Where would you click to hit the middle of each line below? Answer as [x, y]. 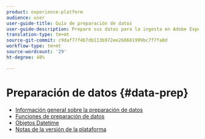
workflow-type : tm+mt [34, 46]
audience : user [26, 18]
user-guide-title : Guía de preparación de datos [69, 23]
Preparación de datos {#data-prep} [98, 93]
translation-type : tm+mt [38, 35]
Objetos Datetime [37, 123]
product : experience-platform [45, 12]
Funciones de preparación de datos [60, 116]
